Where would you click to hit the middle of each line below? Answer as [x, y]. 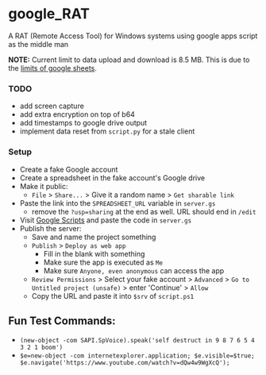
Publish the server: [50, 228]
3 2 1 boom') [41, 348]
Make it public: [44, 186]
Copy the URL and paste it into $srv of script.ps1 [113, 296]
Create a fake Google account [69, 169]
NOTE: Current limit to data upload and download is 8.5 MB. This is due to [129, 60]
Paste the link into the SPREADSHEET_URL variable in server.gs [118, 203]
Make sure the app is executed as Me [103, 262]
